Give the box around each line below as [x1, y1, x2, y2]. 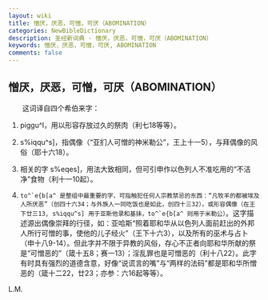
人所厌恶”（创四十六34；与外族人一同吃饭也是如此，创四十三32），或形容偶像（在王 [19, 200, 256, 208]
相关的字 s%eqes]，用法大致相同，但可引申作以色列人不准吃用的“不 [19, 164, 244, 174]
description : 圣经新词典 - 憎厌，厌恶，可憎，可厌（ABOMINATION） [8, 34, 213, 42]
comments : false [8, 49, 62, 57]
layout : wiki [8, 11, 52, 20]
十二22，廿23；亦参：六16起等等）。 [47, 268, 168, 278]
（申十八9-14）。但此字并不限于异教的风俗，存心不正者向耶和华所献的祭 [19, 238, 256, 248]
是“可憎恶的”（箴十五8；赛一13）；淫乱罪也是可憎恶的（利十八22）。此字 [19, 248, 258, 258]
